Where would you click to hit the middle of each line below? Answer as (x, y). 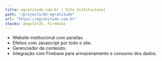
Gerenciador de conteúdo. (39, 48)
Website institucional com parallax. (48, 38)
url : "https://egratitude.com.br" (41, 19)
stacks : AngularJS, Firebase (35, 24)
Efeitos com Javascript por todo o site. (52, 43)
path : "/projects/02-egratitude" (40, 14)
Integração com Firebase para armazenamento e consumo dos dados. (84, 54)
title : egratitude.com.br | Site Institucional (56, 10)
